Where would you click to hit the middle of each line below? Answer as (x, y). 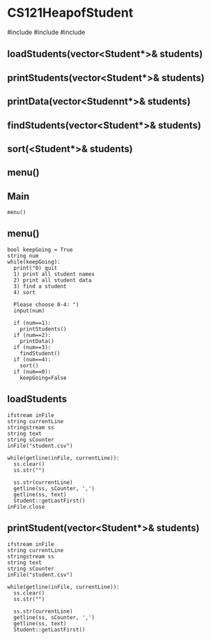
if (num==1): (32, 323)
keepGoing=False (44, 378)
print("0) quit (36, 268)
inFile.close (26, 507)
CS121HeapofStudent (70, 13)
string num (23, 256)
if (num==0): (32, 372)
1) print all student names (54, 274)
